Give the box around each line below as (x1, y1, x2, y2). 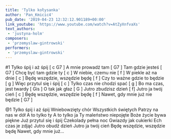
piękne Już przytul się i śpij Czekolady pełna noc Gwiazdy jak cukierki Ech (5, 117, 162, 123)
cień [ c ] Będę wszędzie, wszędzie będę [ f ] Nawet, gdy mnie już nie (5, 91, 152, 97)
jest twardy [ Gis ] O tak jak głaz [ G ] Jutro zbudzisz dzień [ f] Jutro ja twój (5, 86, 162, 92)
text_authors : (5, 26, 36, 32)
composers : (5, 36, 29, 41)
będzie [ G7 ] (5, 96, 33, 102)
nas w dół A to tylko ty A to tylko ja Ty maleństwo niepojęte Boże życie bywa (5, 112, 166, 118)
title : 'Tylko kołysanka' (5, 7, 60, 13)
